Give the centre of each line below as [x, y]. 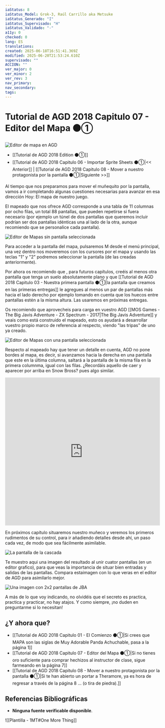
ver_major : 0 [18, 70]
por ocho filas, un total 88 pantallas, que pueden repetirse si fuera [72, 212]
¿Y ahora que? [28, 623]
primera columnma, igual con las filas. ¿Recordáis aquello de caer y [73, 365]
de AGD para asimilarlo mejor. [35, 578]
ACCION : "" [16, 65]
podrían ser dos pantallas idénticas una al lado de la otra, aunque [71, 222]
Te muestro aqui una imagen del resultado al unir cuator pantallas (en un [78, 562]
